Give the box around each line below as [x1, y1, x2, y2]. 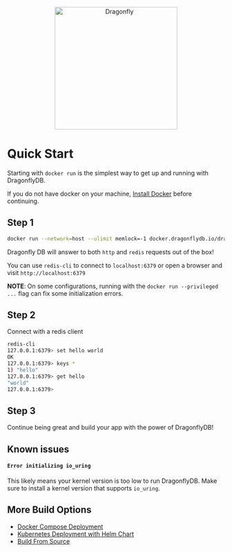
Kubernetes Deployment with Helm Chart [17, 529, 135, 538]
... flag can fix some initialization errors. [7, 289, 124, 297]
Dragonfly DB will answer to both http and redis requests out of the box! [7, 247, 214, 256]
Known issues [7, 443, 70, 455]
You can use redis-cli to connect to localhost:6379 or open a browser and [7, 261, 223, 269]
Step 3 [7, 405, 36, 417]
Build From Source [17, 537, 70, 545]
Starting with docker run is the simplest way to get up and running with [7, 169, 209, 177]
